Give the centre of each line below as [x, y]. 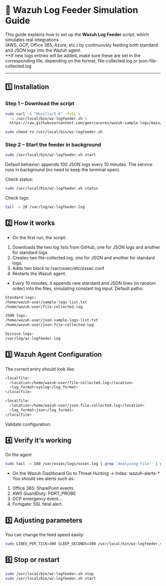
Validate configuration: [28, 424]
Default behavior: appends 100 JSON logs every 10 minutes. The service [79, 164]
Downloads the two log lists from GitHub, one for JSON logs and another [86, 247]
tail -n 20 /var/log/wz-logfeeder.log [45, 207]
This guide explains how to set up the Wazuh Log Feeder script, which [77, 34]
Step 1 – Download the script [40, 104]
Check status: [19, 179]
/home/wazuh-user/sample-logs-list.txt [46, 302]
